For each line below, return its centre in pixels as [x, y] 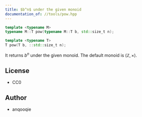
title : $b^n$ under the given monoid [43, 9]
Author [16, 98]
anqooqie [22, 109]
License [17, 71]
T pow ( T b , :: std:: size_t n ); [36, 45]
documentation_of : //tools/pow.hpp [41, 14]
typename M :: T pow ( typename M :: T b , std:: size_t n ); [60, 32]
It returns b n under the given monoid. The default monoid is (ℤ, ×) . [71, 55]
